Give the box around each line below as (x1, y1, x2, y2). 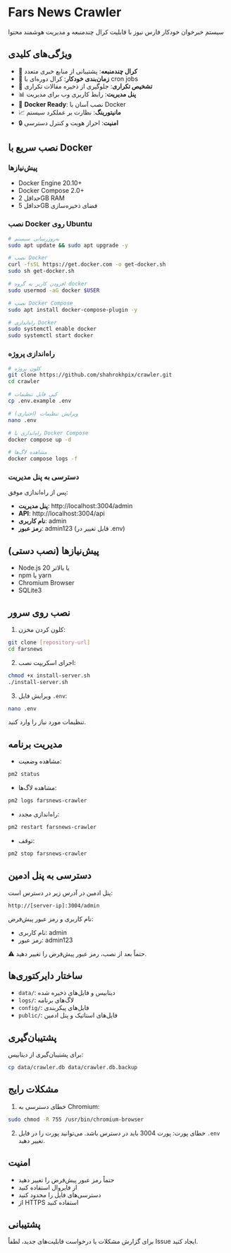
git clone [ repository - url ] (8, 639, 91, 647)
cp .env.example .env (8, 397, 72, 405)
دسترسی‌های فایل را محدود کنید (18, 1190, 101, 1199)
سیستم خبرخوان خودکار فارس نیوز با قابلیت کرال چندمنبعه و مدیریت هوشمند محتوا (8, 28, 224, 36)
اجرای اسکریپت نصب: (18, 658, 76, 666)
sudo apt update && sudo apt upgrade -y (8, 242, 129, 249)
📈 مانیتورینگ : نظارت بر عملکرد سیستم (18, 107, 122, 117)
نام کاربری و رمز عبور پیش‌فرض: (8, 914, 94, 923)
